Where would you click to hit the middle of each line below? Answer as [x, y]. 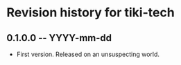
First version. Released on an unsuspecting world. [88, 54]
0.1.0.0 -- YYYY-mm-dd [59, 38]
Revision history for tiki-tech [90, 13]
